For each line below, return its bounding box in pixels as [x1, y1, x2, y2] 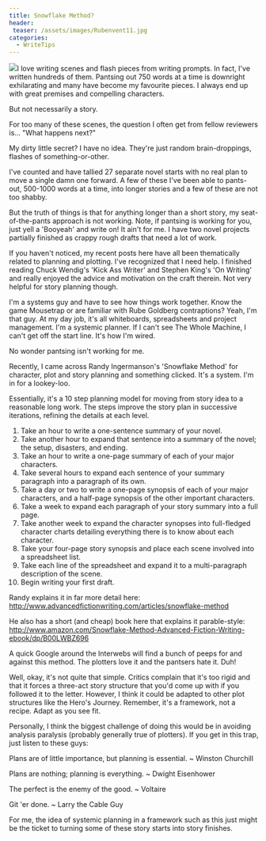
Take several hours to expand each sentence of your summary [20, 468, 225, 478]
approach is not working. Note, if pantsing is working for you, [51, 216, 253, 226]
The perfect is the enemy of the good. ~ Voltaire [9, 785, 166, 794]
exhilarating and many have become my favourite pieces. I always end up [9, 81, 249, 90]
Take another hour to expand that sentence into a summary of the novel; [20, 435, 256, 444]
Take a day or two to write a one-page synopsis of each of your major [20, 485, 249, 495]
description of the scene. [20, 569, 103, 579]
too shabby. [9, 192, 47, 202]
